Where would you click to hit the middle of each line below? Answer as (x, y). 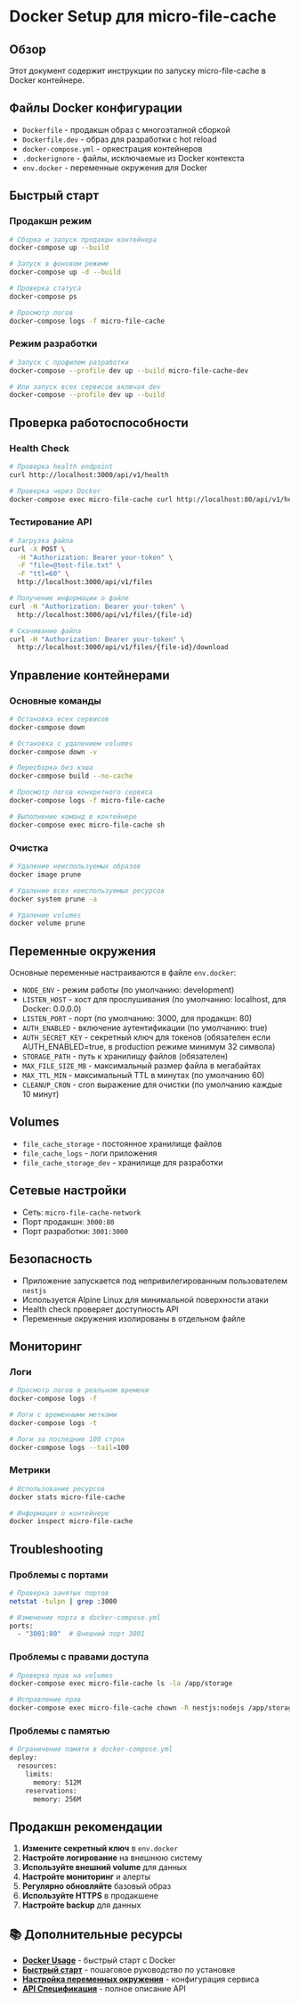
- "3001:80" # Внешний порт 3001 (81, 1634)
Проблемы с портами (59, 1574)
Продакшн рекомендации (86, 1827)
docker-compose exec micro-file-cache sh (87, 825)
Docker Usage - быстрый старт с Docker (99, 1960)
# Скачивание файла (45, 631)
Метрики (30, 1471)
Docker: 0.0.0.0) (52, 1009)
